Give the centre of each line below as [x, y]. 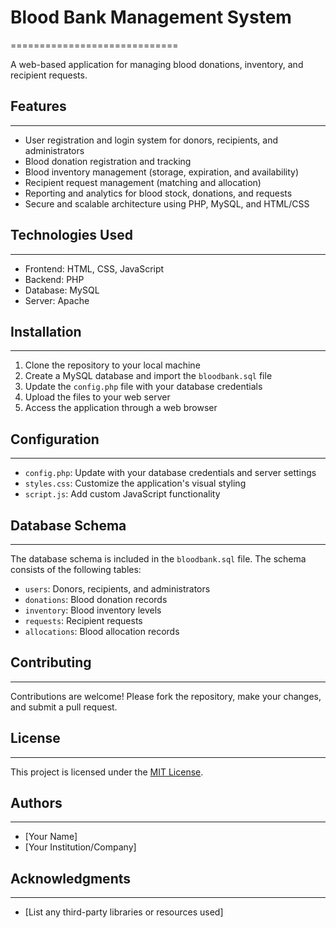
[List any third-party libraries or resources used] [124, 912]
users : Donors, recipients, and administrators [117, 589]
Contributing [51, 662]
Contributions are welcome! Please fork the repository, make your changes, [166, 696]
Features [38, 106]
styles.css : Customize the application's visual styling [135, 483]
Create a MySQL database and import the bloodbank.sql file [148, 376]
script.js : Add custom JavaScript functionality [122, 494]
